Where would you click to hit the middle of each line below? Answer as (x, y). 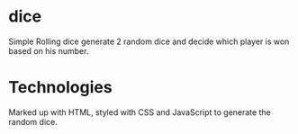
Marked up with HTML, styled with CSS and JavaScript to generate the (140, 112)
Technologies (61, 88)
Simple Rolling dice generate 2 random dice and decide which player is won (149, 41)
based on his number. (49, 50)
